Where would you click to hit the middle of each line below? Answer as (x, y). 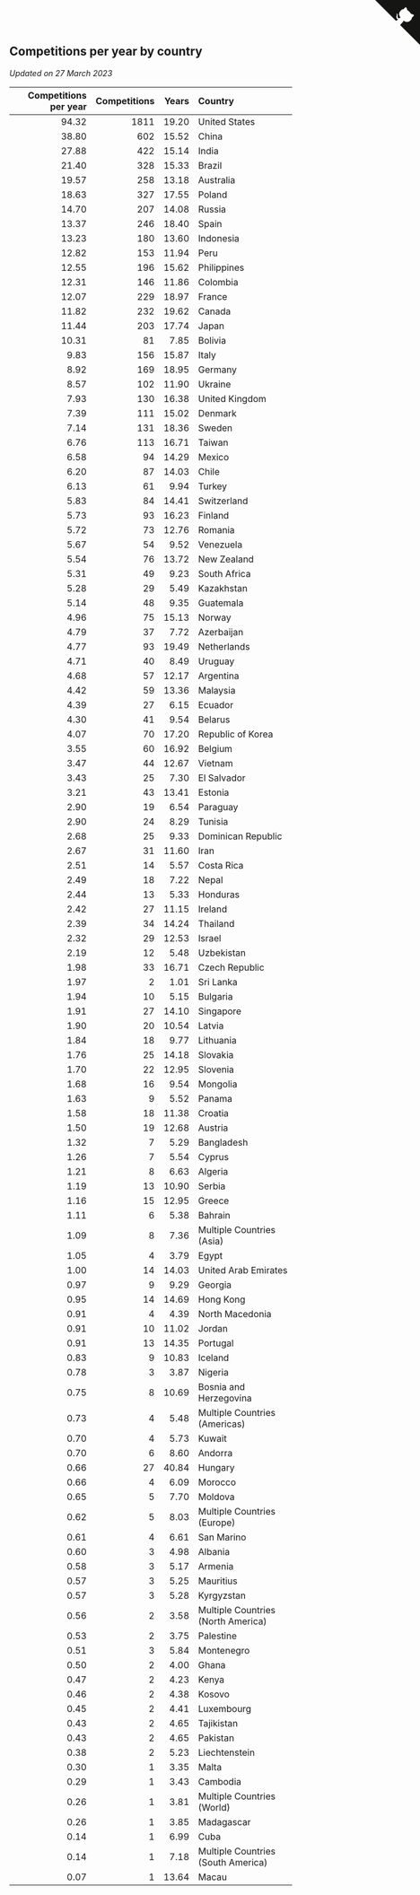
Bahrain (214, 1215)
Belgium (215, 748)
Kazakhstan (223, 588)
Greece (214, 1201)
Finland (214, 515)
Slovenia (216, 1070)
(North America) (232, 1621)
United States (227, 121)
